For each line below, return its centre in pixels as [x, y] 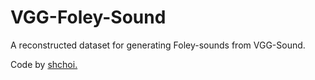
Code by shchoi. [44, 64]
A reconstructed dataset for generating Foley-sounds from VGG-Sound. [158, 45]
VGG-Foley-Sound [88, 17]
